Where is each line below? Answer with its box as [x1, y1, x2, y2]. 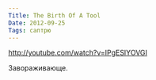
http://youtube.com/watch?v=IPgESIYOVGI [8, 48, 148, 58]
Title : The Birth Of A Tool [8, 11, 101, 20]
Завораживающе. [8, 63, 69, 73]
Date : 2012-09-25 [8, 19, 66, 27]
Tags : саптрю [8, 26, 51, 34]
